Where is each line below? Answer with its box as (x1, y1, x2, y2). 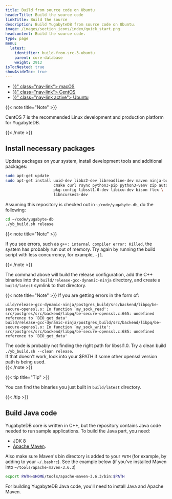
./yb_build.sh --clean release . (5, 348, 73, 354)
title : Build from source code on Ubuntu (5, 7, 95, 13)
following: (5, 207, 26, 213)
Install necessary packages (5, 144, 95, 153)
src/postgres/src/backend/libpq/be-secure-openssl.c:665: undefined (5, 311, 155, 316)
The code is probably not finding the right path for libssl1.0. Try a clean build (5, 342, 166, 349)
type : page (5, 36, 29, 41)
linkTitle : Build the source (5, 17, 68, 22)
